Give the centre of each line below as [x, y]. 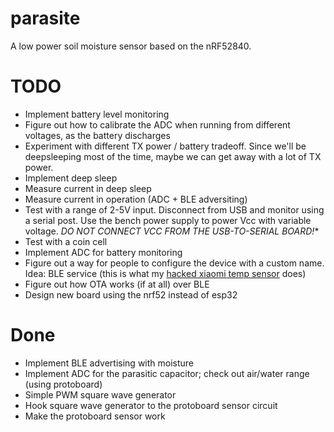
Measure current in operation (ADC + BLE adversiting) [136, 199]
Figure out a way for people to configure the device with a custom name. [174, 263]
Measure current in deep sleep [88, 188]
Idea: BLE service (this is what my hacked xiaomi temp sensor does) [165, 273]
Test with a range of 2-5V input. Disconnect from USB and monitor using [174, 209]
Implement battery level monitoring [97, 114]
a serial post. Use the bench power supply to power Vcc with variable [168, 220]
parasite [45, 18]
